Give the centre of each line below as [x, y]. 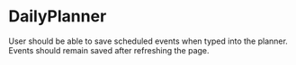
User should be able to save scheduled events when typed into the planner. [148, 41]
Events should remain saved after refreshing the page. [109, 50]
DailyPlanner [58, 16]
